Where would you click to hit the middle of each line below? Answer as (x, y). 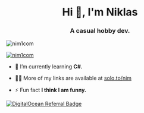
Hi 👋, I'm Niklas (100, 12)
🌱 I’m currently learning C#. (48, 67)
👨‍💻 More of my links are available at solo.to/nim (73, 78)
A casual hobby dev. (100, 31)
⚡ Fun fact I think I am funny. (51, 90)
